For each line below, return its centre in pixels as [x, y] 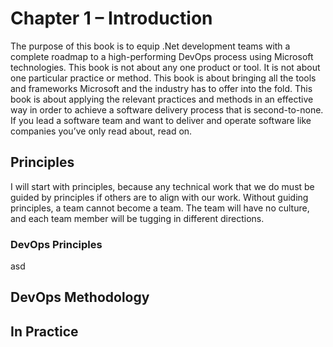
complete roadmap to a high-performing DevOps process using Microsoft [162, 56]
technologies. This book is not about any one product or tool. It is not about [165, 67]
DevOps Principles [56, 244]
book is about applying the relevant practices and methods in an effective [162, 99]
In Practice [44, 331]
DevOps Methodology [80, 297]
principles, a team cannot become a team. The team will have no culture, [160, 208]
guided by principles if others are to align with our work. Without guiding [159, 197]
